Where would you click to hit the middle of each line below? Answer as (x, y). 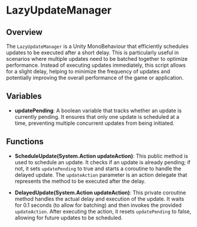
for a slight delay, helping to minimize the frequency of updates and (88, 71)
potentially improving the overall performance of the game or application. (95, 78)
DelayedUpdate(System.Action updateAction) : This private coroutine (100, 192)
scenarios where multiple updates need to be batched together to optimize (97, 59)
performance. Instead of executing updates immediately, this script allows (96, 65)
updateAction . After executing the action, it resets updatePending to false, (103, 211)
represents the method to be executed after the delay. (80, 181)
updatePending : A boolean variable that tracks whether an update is (98, 111)
